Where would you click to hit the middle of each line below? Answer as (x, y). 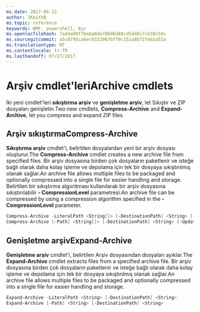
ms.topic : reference (32, 23)
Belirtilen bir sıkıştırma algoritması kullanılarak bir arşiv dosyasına (86, 186)
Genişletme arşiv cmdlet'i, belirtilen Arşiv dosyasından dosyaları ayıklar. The (99, 255)
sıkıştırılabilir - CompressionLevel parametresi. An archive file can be (90, 192)
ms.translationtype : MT (36, 45)
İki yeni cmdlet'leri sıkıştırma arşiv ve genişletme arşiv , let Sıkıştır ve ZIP (96, 102)
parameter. (68, 205)
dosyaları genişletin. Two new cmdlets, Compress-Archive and (83, 109)
